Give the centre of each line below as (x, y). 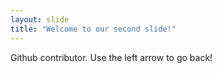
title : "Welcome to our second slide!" (93, 29)
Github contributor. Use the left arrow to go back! (111, 57)
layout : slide (40, 19)
